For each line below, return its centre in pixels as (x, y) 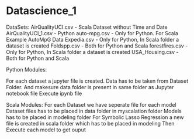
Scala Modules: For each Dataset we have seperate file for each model (91, 104)
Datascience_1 (41, 11)
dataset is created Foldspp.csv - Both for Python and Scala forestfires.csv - (97, 46)
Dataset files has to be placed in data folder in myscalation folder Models (94, 111)
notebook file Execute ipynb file (44, 93)
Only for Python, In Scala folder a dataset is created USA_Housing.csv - (92, 52)
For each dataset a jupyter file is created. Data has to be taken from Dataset (97, 81)
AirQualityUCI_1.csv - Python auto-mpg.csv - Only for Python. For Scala (92, 33)
